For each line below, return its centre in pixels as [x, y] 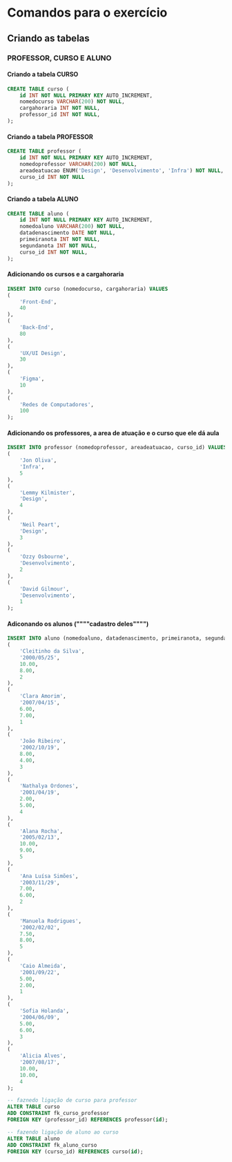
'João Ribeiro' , [43, 741]
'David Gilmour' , [45, 589]
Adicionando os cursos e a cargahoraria [66, 274]
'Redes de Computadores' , [57, 404]
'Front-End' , [38, 302]
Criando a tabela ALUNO [43, 199]
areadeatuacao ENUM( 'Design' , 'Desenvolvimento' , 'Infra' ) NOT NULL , [122, 171]
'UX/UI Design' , [43, 353]
